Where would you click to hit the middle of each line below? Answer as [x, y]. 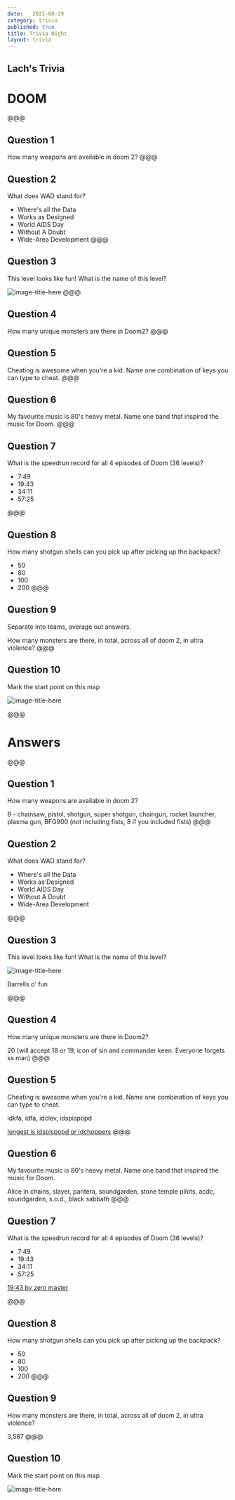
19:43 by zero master [38, 1288]
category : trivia [33, 20]
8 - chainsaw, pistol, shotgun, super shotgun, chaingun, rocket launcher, [112, 814]
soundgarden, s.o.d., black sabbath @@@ [68, 1199]
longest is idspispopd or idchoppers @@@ [69, 1131]
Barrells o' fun [27, 984]
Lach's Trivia [36, 69]
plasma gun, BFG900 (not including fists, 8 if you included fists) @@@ [109, 822]
